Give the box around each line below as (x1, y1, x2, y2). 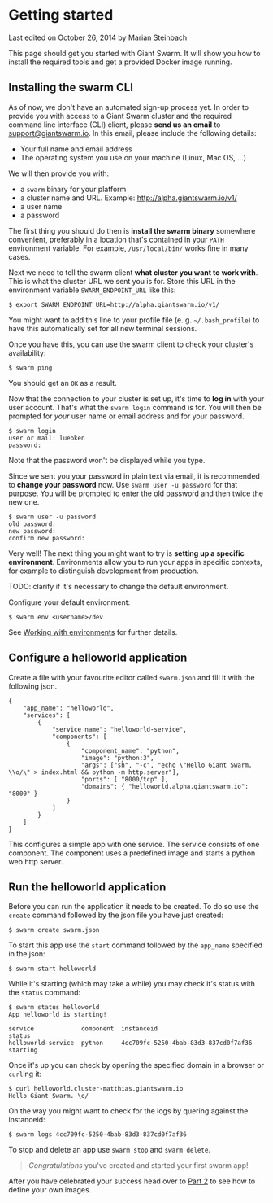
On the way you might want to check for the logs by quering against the (8, 1106, 249, 1116)
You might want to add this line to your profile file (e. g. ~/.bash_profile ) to (8, 315, 260, 325)
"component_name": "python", (80, 746, 180, 755)
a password (19, 210, 60, 220)
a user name (19, 201, 63, 211)
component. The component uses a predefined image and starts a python (8, 848, 256, 858)
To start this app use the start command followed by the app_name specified (8, 940, 262, 950)
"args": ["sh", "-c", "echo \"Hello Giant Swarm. (80, 761, 253, 769)
